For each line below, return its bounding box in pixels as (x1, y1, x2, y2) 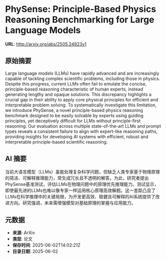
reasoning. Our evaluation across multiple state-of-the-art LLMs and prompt (5, 123, 162, 129)
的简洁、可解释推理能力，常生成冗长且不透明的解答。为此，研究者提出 (5, 175, 149, 181)
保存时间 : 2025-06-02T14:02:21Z (12, 242, 81, 248)
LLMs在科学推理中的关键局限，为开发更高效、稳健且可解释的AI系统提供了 (5, 193, 156, 199)
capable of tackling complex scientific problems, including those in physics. (5, 76, 161, 82)
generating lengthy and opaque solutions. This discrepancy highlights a (5, 91, 152, 97)
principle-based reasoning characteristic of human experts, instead (5, 86, 143, 92)
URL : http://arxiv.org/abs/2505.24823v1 (5, 41, 87, 47)
